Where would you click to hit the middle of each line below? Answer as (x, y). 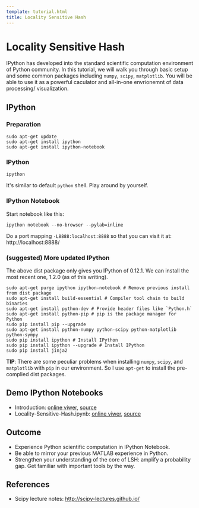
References (28, 484)
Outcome (24, 433)
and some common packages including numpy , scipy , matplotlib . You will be (99, 76)
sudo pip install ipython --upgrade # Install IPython (75, 346)
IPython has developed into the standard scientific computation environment (100, 63)
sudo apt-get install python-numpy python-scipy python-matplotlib (91, 330)
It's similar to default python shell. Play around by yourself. (77, 185)
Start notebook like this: (35, 214)
